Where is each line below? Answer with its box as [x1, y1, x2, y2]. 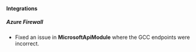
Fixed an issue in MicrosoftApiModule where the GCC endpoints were [14, 33, 191, 41]
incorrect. [14, 39, 40, 47]
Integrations [6, 5, 38, 12]
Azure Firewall [6, 19, 43, 26]
